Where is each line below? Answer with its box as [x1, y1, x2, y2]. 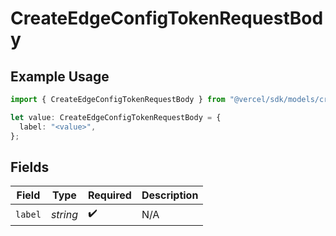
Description [141, 188, 199, 202]
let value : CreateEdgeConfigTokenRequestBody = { [10, 112, 222, 122]
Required [87, 188, 132, 202]
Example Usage [10, 68, 110, 85]
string [50, 207, 78, 221]
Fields [10, 158, 50, 176]
